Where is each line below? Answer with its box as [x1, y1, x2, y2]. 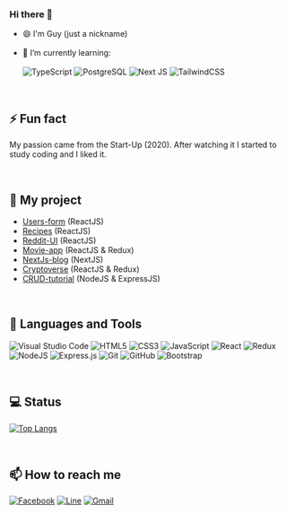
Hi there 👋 [9, 8, 54, 21]
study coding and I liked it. [9, 149, 108, 160]
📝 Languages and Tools [9, 317, 143, 332]
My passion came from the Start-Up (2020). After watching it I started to [9, 139, 277, 151]
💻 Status [9, 395, 62, 410]
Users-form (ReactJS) [22, 215, 105, 227]
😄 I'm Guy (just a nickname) [22, 29, 128, 39]
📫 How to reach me [9, 466, 122, 483]
